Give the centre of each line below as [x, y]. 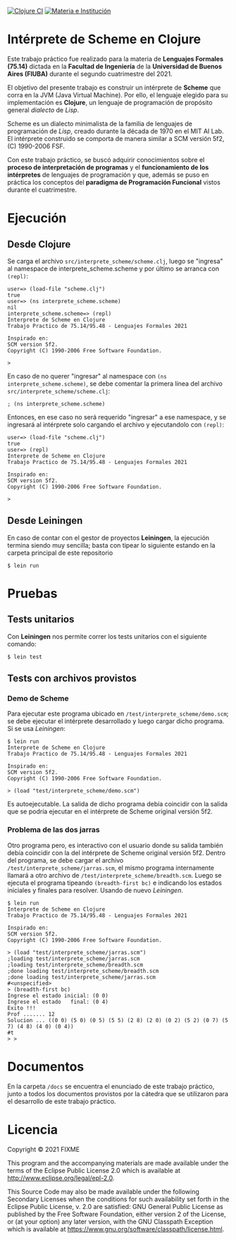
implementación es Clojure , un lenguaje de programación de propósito [110, 102]
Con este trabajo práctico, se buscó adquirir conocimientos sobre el [106, 159]
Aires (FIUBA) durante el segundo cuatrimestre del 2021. [90, 73]
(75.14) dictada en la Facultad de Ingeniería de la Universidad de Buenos [115, 66]
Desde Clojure [39, 244]
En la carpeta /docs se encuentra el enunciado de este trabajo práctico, [111, 1086]
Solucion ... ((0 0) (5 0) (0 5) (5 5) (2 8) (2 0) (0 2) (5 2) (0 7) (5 [118, 1020]
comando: [22, 644]
